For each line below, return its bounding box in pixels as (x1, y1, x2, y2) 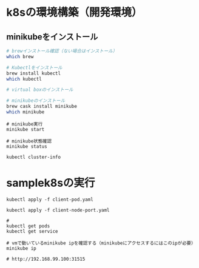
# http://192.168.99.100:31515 (6, 256, 86, 262)
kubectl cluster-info (6, 154, 61, 160)
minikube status (6, 143, 47, 149)
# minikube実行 (6, 121, 43, 127)
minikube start (6, 126, 45, 132)
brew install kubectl (6, 70, 61, 76)
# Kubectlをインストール (6, 64, 62, 70)
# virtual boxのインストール (6, 87, 74, 93)
